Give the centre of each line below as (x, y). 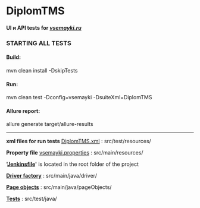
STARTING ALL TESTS (39, 43)
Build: (14, 57)
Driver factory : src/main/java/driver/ (51, 176)
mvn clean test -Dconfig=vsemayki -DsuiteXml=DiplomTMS (79, 97)
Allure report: (23, 111)
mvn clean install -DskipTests (42, 70)
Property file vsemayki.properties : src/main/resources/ (75, 153)
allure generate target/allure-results (50, 124)
